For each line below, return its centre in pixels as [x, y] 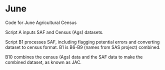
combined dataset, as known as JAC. [43, 62]
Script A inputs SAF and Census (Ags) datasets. [54, 32]
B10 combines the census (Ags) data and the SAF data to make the [74, 57]
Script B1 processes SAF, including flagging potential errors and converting [82, 42]
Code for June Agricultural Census [41, 22]
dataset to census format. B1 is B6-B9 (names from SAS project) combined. [83, 47]
